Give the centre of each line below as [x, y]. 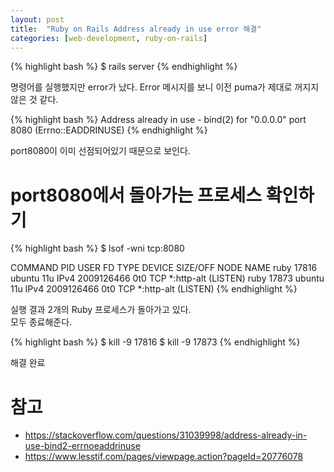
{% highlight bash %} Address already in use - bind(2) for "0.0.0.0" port [158, 120]
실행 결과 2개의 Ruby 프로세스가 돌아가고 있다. [101, 310]
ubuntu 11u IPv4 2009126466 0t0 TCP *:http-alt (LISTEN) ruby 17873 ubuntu [167, 278]
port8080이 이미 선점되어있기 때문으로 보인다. [100, 151]
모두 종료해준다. [41, 322]
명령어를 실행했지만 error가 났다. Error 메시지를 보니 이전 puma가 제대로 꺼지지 [165, 87]
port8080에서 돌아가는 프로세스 [136, 195]
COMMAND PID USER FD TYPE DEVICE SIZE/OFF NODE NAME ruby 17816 [164, 268]
